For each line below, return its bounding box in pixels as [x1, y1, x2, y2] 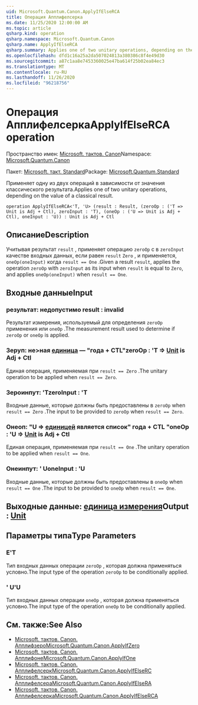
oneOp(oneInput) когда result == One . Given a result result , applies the [6, 258, 180, 265]
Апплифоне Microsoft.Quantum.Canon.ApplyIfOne [14, 654, 136, 661]
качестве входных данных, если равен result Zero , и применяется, [6, 252, 177, 259]
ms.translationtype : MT [6, 63, 65, 70]
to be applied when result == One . [6, 450, 90, 457]
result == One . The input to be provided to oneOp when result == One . [6, 484, 176, 491]
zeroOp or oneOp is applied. [6, 332, 70, 339]
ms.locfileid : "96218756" [6, 80, 70, 86]
